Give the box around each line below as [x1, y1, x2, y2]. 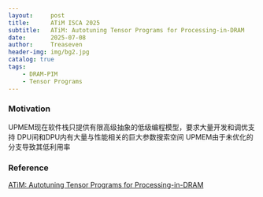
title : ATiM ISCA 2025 [8, 19, 101, 27]
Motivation [8, 103, 51, 114]
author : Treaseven [8, 41, 83, 49]
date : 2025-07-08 [8, 33, 87, 42]
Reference [8, 162, 49, 173]
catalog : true [8, 56, 55, 64]
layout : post [8, 11, 65, 20]
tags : [8, 63, 26, 71]
